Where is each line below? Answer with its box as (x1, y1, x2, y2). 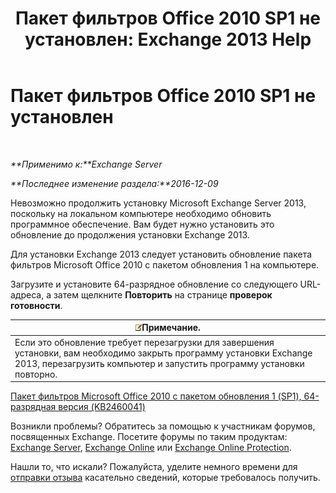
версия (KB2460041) (58, 401, 146, 413)
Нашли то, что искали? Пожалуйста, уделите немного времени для (10, 461, 298, 473)
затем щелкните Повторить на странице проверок (53, 288, 273, 301)
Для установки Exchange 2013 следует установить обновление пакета (10, 248, 313, 260)
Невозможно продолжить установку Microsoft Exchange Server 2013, (10, 197, 307, 209)
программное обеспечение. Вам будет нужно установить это (10, 218, 275, 230)
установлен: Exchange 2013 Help (24, 28, 312, 51)
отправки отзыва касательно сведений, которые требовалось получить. (10, 472, 321, 484)
